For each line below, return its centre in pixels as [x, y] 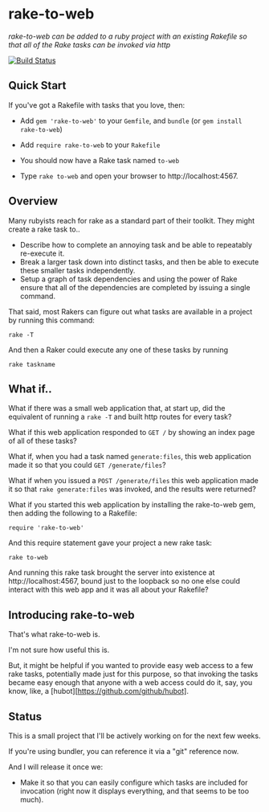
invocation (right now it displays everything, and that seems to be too [134, 791]
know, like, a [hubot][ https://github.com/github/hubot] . [98, 691]
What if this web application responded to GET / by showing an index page [132, 433]
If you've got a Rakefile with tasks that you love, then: [97, 105]
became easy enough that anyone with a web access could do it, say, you [130, 683]
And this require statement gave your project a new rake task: [110, 543]
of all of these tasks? [43, 441]
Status [25, 716]
